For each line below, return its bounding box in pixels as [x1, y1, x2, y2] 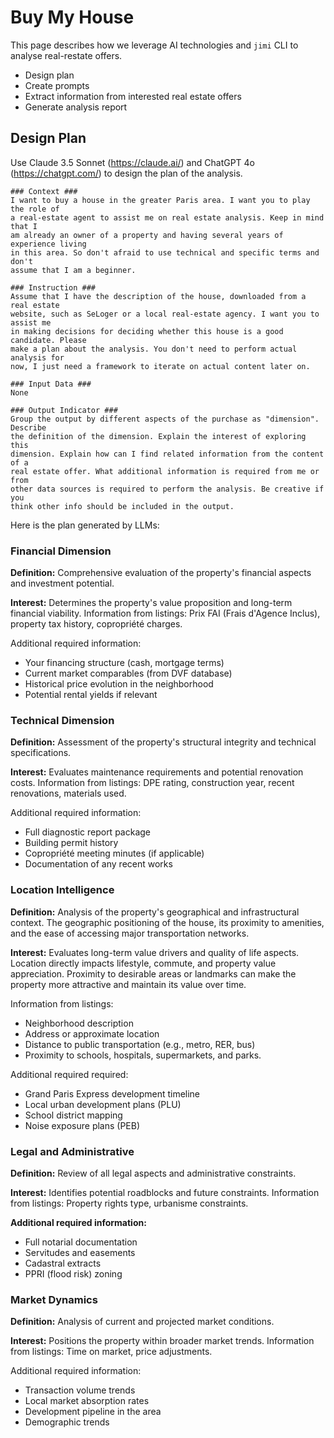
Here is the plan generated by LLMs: [10, 519, 160, 531]
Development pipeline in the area [24, 1406, 162, 1418]
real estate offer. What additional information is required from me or [10, 466, 320, 476]
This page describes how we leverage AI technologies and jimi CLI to [10, 39, 299, 51]
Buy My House [10, 6, 135, 29]
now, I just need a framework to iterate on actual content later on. [10, 361, 311, 371]
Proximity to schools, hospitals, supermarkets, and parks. [24, 1049, 262, 1061]
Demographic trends [24, 1416, 110, 1428]
